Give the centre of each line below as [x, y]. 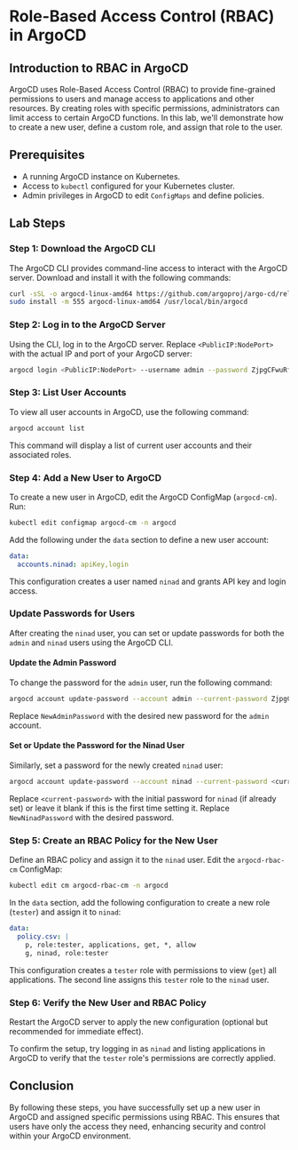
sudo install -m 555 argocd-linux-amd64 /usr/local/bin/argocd [129, 302]
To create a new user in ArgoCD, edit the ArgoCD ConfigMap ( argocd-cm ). [143, 497]
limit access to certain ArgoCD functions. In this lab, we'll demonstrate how [146, 118]
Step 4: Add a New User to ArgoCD [86, 477]
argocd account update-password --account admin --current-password [138, 699]
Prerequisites [47, 155]
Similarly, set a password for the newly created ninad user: [116, 765]
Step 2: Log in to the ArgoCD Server [87, 324]
